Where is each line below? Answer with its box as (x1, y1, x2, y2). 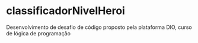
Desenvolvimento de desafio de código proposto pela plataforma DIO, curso (6, 24, 192, 31)
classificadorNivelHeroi (6, 4, 126, 18)
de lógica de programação (6, 29, 71, 37)
